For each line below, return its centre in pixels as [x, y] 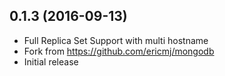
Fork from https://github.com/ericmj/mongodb [119, 51]
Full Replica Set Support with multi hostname [116, 40]
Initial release [51, 61]
